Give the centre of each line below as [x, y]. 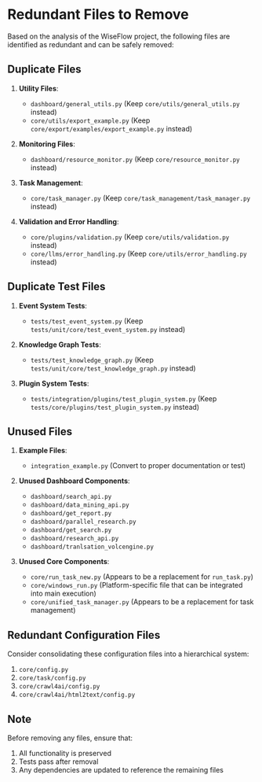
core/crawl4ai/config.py [59, 687]
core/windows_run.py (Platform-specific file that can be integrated [136, 585]
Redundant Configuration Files [84, 635]
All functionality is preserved [65, 753]
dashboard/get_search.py [71, 530]
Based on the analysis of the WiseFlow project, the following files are [119, 36]
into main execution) [64, 594]
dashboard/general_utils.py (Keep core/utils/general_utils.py [135, 103]
